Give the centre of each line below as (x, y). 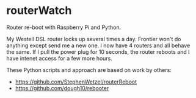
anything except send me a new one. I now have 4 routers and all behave (98, 45)
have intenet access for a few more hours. (60, 58)
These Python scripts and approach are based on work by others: (89, 70)
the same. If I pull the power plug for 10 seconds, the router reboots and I (98, 51)
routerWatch (39, 11)
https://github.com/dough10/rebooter (62, 88)
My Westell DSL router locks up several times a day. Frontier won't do (94, 39)
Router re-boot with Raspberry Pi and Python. (64, 27)
